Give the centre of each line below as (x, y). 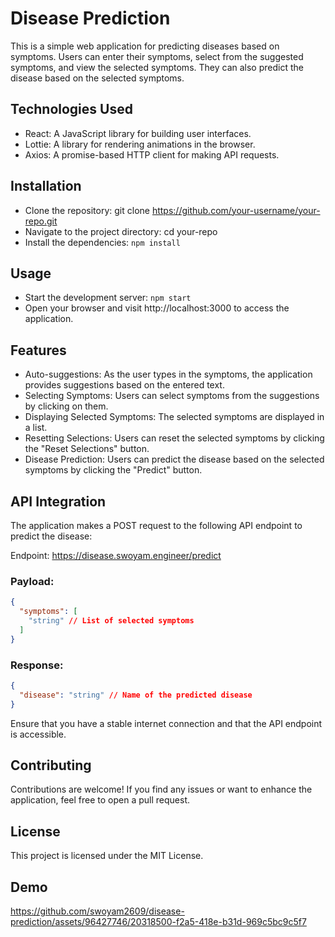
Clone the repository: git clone (87, 210)
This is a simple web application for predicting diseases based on (145, 46)
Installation (46, 186)
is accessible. (38, 734)
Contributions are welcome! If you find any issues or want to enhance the (161, 789)
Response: (37, 665)
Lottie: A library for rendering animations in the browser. (140, 144)
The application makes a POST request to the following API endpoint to (156, 525)
